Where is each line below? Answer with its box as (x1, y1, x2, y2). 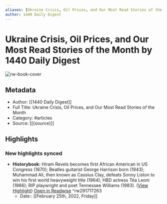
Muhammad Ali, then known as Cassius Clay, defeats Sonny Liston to (12, 171, 155, 177)
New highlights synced (5, 149, 62, 156)
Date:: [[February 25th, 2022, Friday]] (19, 193, 97, 199)
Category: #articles (12, 115, 52, 121)
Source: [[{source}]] (12, 120, 54, 126)
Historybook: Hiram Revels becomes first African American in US (12, 161, 148, 167)
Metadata (5, 85, 36, 94)
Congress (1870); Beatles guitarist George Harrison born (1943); (12, 166, 145, 172)
